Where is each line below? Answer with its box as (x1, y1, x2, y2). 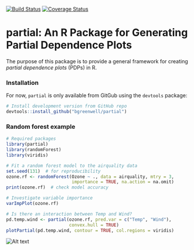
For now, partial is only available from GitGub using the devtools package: (6, 92, 188, 99)
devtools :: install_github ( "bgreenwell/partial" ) (6, 109, 127, 115)
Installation (6, 78, 39, 87)
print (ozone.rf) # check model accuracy (6, 184, 109, 190)
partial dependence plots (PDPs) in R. (6, 64, 97, 71)
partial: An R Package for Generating (6, 26, 188, 39)
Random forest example (6, 122, 76, 131)
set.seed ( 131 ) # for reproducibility (6, 168, 101, 174)
